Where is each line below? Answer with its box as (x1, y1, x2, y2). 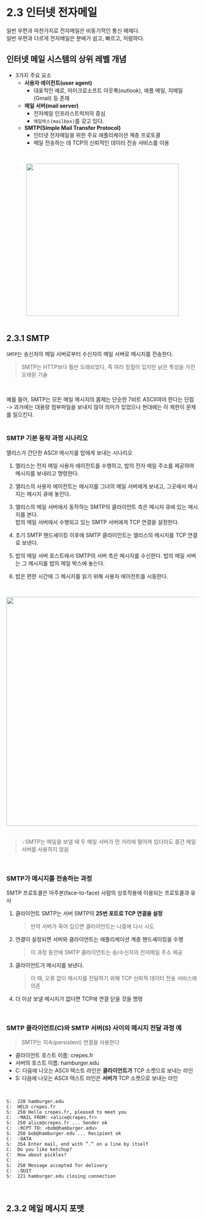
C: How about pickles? (6, 1152, 67, 1158)
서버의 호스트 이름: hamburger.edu (15, 1059, 99, 1066)
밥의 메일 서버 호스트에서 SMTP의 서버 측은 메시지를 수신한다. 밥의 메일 (15, 552, 185, 559)
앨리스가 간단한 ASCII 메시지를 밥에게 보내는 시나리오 (6, 449, 133, 456)
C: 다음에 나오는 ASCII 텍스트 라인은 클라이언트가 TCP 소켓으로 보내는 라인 (15, 1067, 193, 1074)
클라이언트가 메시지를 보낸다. (15, 962, 84, 969)
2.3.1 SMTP (6, 333, 50, 343)
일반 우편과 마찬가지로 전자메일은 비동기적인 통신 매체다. (6, 27, 140, 34)
